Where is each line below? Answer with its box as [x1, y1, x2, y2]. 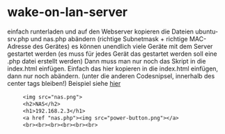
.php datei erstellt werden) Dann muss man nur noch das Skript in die [7, 57, 206, 65]
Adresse [7, 42, 31, 50]
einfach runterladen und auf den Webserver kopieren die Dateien [7, 27, 194, 36]
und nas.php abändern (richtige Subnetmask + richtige [30, 34, 188, 43]
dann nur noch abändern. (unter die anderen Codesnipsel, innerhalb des [7, 71, 215, 80]
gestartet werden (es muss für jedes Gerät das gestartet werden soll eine [7, 50, 217, 58]
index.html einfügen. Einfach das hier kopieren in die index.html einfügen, [7, 64, 218, 73]
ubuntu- [194, 27, 218, 36]
